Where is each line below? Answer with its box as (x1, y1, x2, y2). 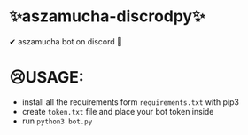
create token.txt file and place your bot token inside (21, 106, 214, 116)
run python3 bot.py (21, 115, 93, 126)
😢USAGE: (9, 67, 84, 88)
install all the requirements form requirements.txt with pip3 (21, 96, 239, 107)
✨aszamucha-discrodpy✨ (9, 6, 205, 27)
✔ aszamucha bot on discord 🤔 (9, 36, 122, 46)
